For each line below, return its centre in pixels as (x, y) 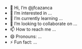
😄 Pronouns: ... (26, 36)
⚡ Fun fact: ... (23, 42)
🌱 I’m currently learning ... (36, 18)
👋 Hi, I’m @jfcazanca (31, 8)
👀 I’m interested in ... (31, 13)
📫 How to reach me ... (33, 29)
